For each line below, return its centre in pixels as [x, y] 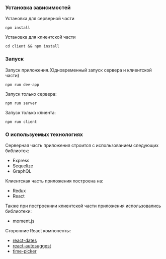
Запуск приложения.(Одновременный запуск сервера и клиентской [78, 70]
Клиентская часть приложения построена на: [54, 181]
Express [21, 160]
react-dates [25, 240]
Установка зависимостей [38, 8]
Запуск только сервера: [31, 94]
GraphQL [22, 171]
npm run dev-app [22, 85]
